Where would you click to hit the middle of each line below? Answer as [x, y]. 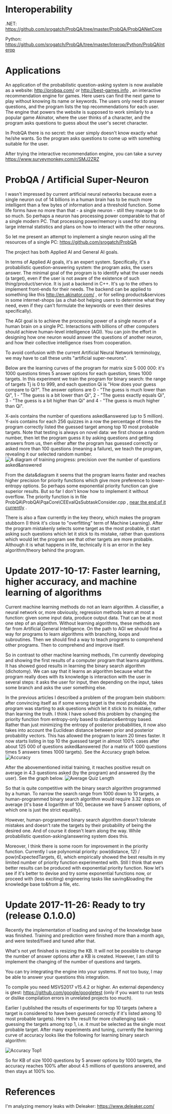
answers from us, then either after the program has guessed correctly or [82, 443]
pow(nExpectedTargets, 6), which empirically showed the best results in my [85, 857]
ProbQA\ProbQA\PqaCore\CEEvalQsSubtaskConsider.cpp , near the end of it [86, 502]
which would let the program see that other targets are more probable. [80, 539]
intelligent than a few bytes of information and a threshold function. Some [83, 205]
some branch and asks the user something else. [56, 687]
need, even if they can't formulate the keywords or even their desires [78, 305]
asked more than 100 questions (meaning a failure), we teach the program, [84, 448]
